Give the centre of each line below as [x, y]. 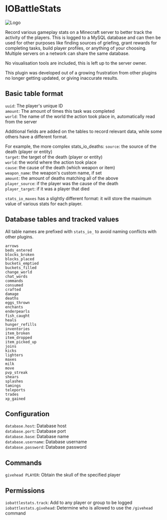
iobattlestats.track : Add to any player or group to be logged [69, 503]
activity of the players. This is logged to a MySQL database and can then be [83, 37]
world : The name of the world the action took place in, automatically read [80, 116]
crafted [13, 289]
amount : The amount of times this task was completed [60, 111]
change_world [19, 272]
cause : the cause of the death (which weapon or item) [60, 167]
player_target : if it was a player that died [47, 189]
